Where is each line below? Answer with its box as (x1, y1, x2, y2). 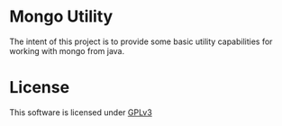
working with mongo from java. (9, 45, 125, 56)
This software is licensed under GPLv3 (9, 106, 153, 118)
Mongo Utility (9, 6, 114, 27)
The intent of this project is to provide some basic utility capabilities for (9, 36, 273, 47)
